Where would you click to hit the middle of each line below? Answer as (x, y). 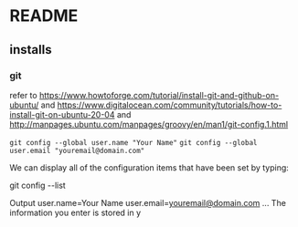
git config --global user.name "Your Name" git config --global (133, 142)
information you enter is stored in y (75, 212)
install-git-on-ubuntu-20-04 (62, 114)
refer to (24, 95)
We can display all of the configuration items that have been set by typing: (149, 167)
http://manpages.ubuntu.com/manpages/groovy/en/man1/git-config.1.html (149, 124)
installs (31, 50)
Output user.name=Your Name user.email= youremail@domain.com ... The (148, 202)
